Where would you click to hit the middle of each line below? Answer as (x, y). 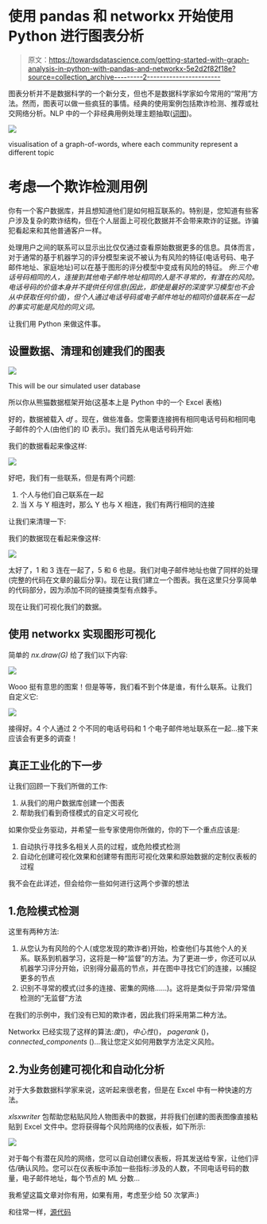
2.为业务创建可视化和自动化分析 (87, 1069)
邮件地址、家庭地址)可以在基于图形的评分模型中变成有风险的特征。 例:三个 (130, 267)
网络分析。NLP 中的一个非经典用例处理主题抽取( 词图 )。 (105, 113)
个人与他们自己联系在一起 (62, 494)
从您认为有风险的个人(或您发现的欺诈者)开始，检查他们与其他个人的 (130, 948)
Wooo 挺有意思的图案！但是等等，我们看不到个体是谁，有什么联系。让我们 (130, 686)
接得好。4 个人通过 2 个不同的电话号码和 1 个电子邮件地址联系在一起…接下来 (133, 728)
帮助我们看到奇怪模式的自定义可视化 (79, 813)
